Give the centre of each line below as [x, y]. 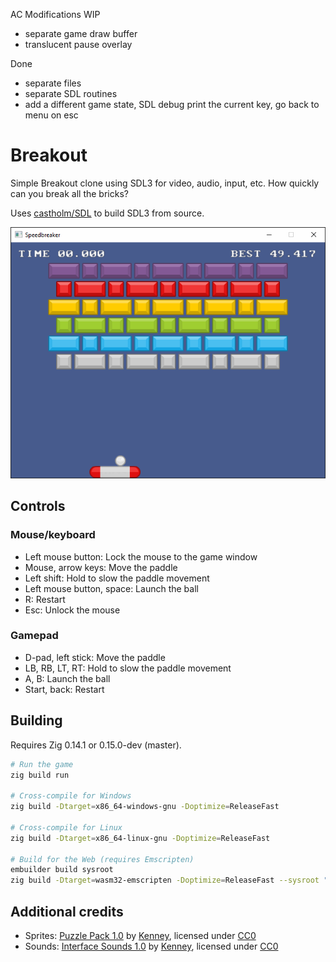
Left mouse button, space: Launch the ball [111, 588]
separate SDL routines [71, 93]
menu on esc [51, 115]
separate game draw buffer [81, 33]
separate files [53, 83]
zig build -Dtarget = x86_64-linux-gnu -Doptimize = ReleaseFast [140, 838]
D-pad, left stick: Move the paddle [95, 657]
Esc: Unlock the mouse [72, 610]
